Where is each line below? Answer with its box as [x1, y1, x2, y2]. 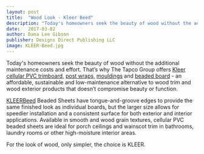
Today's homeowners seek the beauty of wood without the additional [6, 59, 180, 67]
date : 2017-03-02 [6, 25, 56, 32]
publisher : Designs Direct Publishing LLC [6, 37, 115, 43]
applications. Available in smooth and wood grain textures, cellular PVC [6, 116, 184, 123]
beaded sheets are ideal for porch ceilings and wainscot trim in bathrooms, [6, 122, 194, 130]
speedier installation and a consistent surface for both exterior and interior [6, 110, 192, 117]
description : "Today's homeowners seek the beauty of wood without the [6, 20, 191, 26]
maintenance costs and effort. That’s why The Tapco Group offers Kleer [6, 65, 186, 73]
